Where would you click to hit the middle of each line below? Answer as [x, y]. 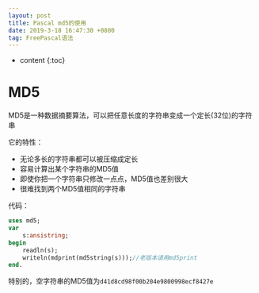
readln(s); [40, 250]
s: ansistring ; [46, 235]
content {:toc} [42, 60]
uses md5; [25, 221]
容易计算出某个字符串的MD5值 [69, 169]
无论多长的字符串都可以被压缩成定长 [79, 159]
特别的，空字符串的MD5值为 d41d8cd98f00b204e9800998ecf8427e [111, 281]
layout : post [30, 15]
